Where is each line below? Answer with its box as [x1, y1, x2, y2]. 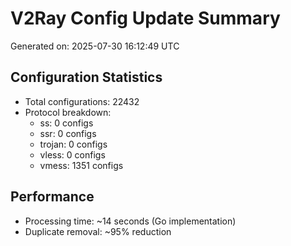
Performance [10, 188, 95, 206]
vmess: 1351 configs [39, 159, 124, 171]
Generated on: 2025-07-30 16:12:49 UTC [10, 40, 180, 52]
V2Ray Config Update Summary [10, 7, 281, 30]
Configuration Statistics [10, 69, 163, 86]
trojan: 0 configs [39, 138, 108, 150]
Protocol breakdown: [24, 106, 112, 118]
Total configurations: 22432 [24, 95, 140, 107]
